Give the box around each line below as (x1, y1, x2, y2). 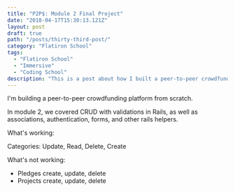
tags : (7, 50, 23, 57)
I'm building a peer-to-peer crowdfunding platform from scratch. (7, 94, 194, 103)
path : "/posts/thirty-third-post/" (7, 36, 111, 43)
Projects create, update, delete (17, 177, 107, 185)
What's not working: (7, 156, 66, 164)
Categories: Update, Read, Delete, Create (7, 142, 127, 151)
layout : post (7, 23, 45, 30)
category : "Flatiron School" (7, 43, 92, 50)
